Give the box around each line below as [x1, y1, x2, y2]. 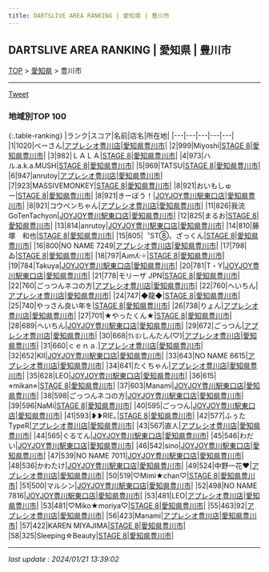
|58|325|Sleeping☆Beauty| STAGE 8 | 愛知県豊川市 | [8, 530, 175, 540]
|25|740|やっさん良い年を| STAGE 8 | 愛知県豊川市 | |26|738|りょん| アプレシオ [8, 301, 259, 310]
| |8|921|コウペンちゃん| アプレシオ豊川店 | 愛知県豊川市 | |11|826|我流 [22, 201, 246, 210]
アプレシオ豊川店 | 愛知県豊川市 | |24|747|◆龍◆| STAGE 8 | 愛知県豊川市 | [8, 290, 241, 300]
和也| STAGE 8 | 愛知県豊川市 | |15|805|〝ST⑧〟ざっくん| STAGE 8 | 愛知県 [22, 230, 259, 240]
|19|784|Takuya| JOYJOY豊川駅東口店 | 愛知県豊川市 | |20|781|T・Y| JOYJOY [8, 261, 253, 270]
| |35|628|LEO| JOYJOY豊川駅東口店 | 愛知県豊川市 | [22, 370, 188, 380]
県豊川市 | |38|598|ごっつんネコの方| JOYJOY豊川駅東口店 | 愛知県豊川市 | [8, 390, 244, 400]
